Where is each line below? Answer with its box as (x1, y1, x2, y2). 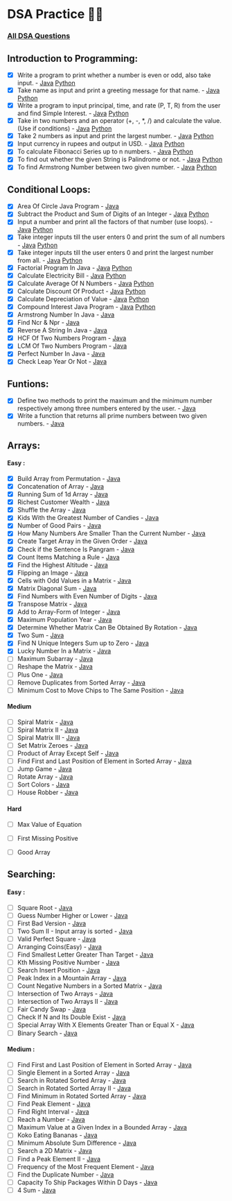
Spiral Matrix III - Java (17, 734, 80, 742)
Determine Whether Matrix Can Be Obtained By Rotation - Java (17, 623, 197, 632)
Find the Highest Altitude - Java (17, 560, 109, 569)
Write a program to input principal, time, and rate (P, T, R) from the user (17, 101, 221, 110)
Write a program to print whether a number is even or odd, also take (17, 71, 211, 79)
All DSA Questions (7, 31, 71, 41)
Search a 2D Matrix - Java (17, 1147, 92, 1155)
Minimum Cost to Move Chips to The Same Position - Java (17, 686, 184, 694)
